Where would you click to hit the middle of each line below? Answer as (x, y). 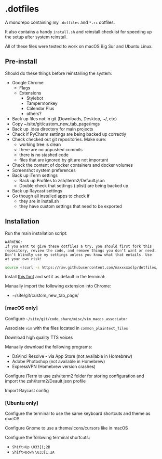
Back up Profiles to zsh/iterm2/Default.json (62, 180)
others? (34, 113)
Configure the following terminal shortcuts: (47, 438)
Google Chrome (28, 82)
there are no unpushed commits (51, 149)
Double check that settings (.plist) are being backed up (74, 186)
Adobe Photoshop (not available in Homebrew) (58, 361)
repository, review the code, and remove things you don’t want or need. (81, 251)
